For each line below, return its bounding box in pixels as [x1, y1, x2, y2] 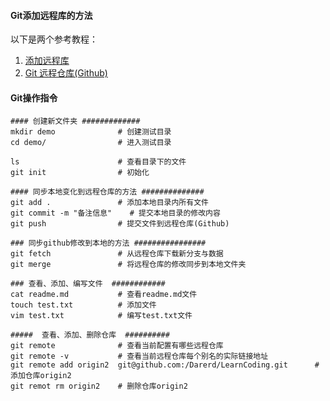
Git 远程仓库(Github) [24, 67, 108, 79]
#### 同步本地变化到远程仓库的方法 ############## [10, 187, 205, 197]
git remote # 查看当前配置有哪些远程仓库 [10, 341, 224, 351]
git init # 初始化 [10, 168, 150, 178]
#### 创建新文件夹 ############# [10, 116, 141, 127]
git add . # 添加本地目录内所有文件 [10, 198, 209, 208]
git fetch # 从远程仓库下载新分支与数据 [10, 249, 224, 259]
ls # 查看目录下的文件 [10, 157, 187, 167]
